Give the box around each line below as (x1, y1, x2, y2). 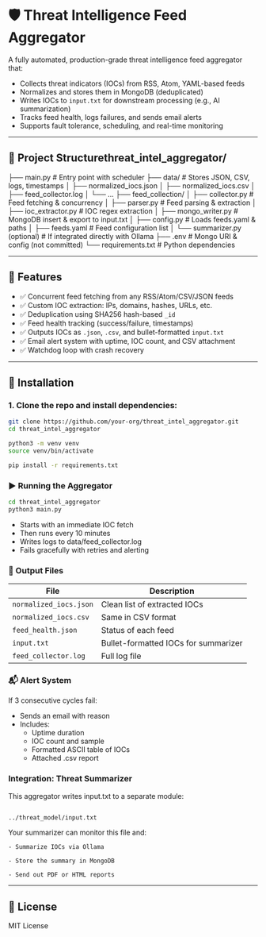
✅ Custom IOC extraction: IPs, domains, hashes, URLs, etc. (19, 300, 213, 310)
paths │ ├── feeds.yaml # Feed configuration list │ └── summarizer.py (8, 223, 241, 233)
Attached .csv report (31, 754, 99, 763)
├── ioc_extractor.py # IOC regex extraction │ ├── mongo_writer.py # (8, 206, 239, 215)
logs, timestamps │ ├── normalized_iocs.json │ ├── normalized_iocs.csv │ (8, 180, 256, 191)
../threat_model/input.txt (8, 813, 97, 822)
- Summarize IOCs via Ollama (8, 843, 104, 851)
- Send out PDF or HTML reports (8, 871, 115, 879)
